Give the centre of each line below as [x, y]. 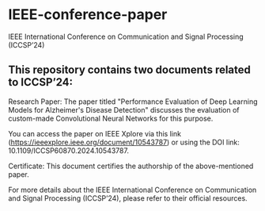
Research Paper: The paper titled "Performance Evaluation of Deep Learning [133, 102]
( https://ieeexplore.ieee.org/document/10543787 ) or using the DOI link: [124, 142]
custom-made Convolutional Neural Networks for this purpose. [111, 118]
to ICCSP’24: [41, 82]
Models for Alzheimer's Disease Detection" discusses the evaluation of [124, 109]
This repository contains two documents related [130, 70]
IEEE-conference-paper [88, 15]
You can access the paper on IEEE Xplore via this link [95, 133]
